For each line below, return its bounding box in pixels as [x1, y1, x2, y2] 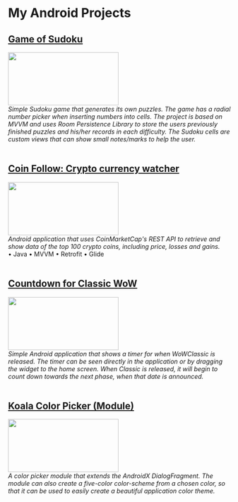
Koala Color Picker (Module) [8, 400, 135, 412]
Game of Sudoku [8, 33, 83, 45]
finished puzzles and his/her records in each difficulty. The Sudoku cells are [8, 127, 230, 136]
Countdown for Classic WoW [8, 278, 138, 290]
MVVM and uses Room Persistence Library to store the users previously [8, 120, 218, 128]
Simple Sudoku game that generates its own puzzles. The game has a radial [8, 105, 231, 113]
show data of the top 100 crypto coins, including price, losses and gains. [8, 242, 220, 250]
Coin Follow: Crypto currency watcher [8, 163, 179, 175]
